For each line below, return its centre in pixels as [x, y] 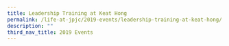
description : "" [30, 26]
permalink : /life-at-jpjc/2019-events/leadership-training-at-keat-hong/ [115, 20]
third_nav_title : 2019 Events [50, 32]
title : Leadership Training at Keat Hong [67, 13]
